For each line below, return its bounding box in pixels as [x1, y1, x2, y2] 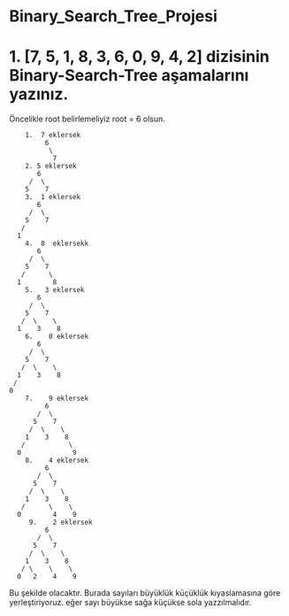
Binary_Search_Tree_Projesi [9, 6, 218, 27]
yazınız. [9, 84, 69, 104]
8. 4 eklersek [25, 456, 89, 466]
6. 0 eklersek [25, 332, 89, 342]
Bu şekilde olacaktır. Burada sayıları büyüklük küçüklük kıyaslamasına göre [9, 588, 281, 598]
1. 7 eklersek [25, 131, 81, 140]
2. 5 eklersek [25, 162, 77, 171]
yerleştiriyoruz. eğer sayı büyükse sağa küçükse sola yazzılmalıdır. [9, 597, 252, 608]
